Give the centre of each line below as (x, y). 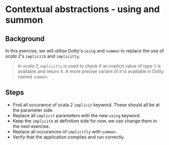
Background (25, 39)
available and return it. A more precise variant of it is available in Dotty (91, 71)
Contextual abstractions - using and (83, 9)
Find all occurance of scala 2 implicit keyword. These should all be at (86, 105)
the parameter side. (33, 110)
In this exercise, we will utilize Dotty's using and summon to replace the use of (85, 51)
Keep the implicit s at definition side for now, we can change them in (85, 121)
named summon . (33, 77)
